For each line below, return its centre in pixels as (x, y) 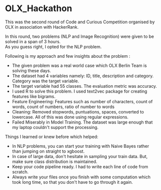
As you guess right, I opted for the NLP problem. (53, 47)
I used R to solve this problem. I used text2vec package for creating (80, 91)
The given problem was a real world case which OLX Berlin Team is (79, 65)
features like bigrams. (34, 96)
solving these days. (32, 70)
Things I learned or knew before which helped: (52, 137)
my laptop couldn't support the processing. (55, 127)
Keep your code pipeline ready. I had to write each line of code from (80, 166)
